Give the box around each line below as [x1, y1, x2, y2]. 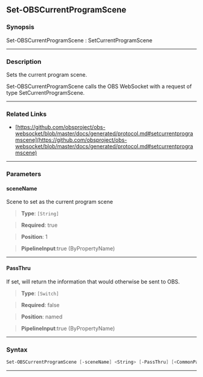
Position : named [21, 313, 63, 320]
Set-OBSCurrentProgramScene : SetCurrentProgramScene [6, 36, 153, 44]
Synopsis [6, 23, 34, 31]
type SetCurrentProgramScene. [6, 89, 85, 96]
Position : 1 [21, 233, 48, 241]
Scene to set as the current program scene [6, 198, 114, 206]
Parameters [6, 170, 41, 179]
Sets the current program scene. [6, 71, 88, 78]
